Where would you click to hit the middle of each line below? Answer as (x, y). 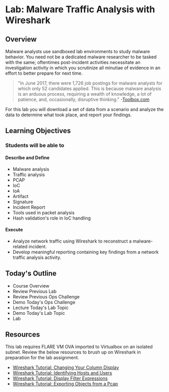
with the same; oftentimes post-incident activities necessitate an (73, 62)
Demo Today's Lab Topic (39, 313)
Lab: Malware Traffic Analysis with (80, 9)
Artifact (21, 196)
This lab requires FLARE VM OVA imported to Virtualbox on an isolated (79, 347)
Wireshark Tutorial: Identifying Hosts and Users (62, 373)
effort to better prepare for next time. (44, 73)
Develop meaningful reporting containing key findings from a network (86, 252)
